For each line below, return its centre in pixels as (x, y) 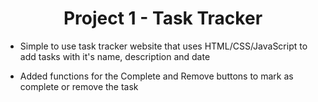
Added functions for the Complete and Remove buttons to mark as (156, 76)
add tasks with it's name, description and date (115, 56)
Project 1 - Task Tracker (163, 18)
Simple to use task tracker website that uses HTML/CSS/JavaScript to (163, 46)
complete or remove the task (79, 86)
